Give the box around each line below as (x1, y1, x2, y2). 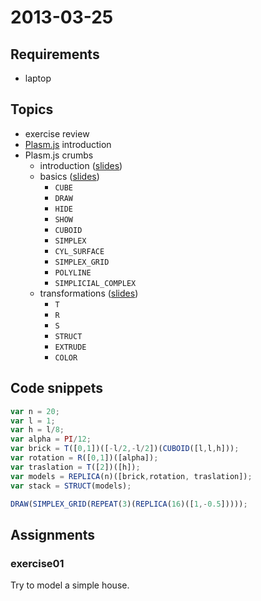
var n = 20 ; (10, 406, 60, 416)
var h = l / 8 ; (10, 425, 65, 435)
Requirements (10, 46, 100, 63)
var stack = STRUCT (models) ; (10, 481, 132, 491)
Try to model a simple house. (10, 579, 130, 591)
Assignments (10, 526, 96, 543)
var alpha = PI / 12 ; (10, 434, 92, 445)
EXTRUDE (54, 342, 87, 352)
